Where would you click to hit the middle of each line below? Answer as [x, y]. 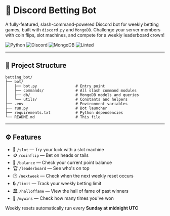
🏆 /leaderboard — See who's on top [51, 168]
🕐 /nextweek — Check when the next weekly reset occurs [73, 176]
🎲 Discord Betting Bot [51, 10]
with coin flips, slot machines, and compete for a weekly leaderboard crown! [85, 35]
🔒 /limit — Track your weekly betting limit [57, 183]
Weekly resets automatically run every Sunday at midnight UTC [72, 208]
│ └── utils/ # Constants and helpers [67, 99]
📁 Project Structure [36, 66]
